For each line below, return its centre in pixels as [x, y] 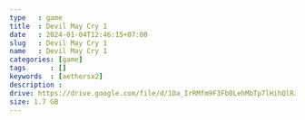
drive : [22, 93]
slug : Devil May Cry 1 [58, 43]
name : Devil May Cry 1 [58, 51]
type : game [36, 18]
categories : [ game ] [46, 60]
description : [36, 85]
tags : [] [38, 69]
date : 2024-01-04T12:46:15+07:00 [79, 34]
